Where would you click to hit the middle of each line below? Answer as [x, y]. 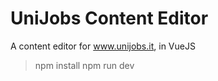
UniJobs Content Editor [109, 18]
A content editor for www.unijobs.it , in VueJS [103, 46]
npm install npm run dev [84, 65]
